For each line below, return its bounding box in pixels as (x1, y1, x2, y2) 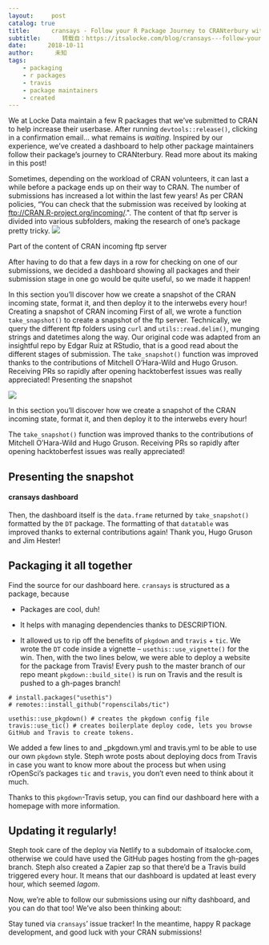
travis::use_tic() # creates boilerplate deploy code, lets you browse (8, 721, 252, 730)
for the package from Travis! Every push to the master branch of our (19, 661, 246, 671)
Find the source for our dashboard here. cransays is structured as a (8, 580, 231, 590)
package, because (8, 589, 70, 598)
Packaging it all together (8, 559, 133, 573)
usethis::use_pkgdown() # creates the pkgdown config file (8, 715, 210, 723)
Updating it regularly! (8, 824, 118, 838)
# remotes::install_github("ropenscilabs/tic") (8, 700, 171, 708)
